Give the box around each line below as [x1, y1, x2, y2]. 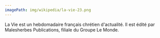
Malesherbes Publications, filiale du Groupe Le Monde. [5, 26, 119, 33]
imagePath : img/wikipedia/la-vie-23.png [5, 7, 92, 13]
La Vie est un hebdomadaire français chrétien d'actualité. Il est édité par [5, 21, 155, 27]
